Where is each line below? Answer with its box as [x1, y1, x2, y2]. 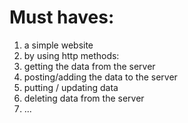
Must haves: [9, 6, 115, 29]
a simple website [23, 39, 94, 51]
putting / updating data [23, 81, 119, 93]
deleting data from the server [23, 92, 145, 104]
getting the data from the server [23, 60, 156, 72]
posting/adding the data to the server [23, 71, 178, 83]
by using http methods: [23, 49, 120, 61]
